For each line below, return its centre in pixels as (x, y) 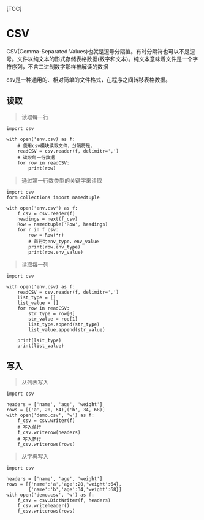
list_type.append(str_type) (64, 324)
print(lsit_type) (40, 340)
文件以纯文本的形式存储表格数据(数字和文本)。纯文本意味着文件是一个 (105, 59)
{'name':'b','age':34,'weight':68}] (75, 489)
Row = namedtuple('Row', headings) (63, 224)
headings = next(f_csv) (48, 219)
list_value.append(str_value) (67, 330)
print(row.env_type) (55, 247)
